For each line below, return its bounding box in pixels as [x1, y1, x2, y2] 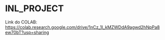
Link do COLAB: [5, 19, 37, 25]
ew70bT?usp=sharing [5, 29, 49, 35]
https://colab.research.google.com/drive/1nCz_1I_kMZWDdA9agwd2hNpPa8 [5, 24, 160, 30]
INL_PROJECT [5, 3, 64, 14]
